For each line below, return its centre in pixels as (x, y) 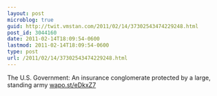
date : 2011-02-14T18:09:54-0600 (53, 39)
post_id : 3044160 (32, 33)
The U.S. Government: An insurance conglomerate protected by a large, (109, 77)
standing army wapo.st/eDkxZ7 (52, 85)
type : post (23, 52)
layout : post (26, 13)
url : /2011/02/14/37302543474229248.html (68, 58)
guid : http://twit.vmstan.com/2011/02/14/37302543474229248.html (103, 26)
